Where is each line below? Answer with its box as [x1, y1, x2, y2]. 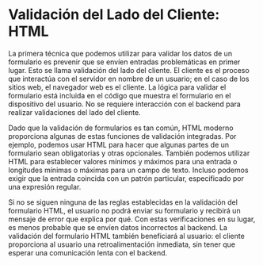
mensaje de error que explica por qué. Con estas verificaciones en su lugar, [8, 214, 256, 224]
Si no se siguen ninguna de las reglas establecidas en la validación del [8, 197, 238, 207]
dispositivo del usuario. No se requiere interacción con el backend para [8, 99, 242, 109]
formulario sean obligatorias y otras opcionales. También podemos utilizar [8, 148, 250, 158]
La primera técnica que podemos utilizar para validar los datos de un [8, 48, 232, 58]
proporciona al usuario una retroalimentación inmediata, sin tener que [8, 240, 236, 249]
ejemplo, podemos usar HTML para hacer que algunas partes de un [8, 140, 230, 149]
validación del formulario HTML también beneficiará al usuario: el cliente [8, 231, 246, 240]
